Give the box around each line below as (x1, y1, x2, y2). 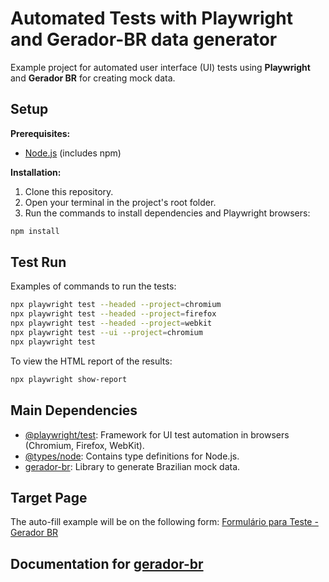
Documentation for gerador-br (10, 555, 204, 572)
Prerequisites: (10, 127, 71, 139)
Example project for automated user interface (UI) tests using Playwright (10, 61, 311, 73)
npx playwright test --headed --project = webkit (10, 318, 213, 329)
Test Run (10, 254, 67, 271)
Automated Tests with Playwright (10, 7, 293, 30)
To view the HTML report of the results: (10, 355, 173, 367)
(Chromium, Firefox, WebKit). (24, 439, 145, 451)
